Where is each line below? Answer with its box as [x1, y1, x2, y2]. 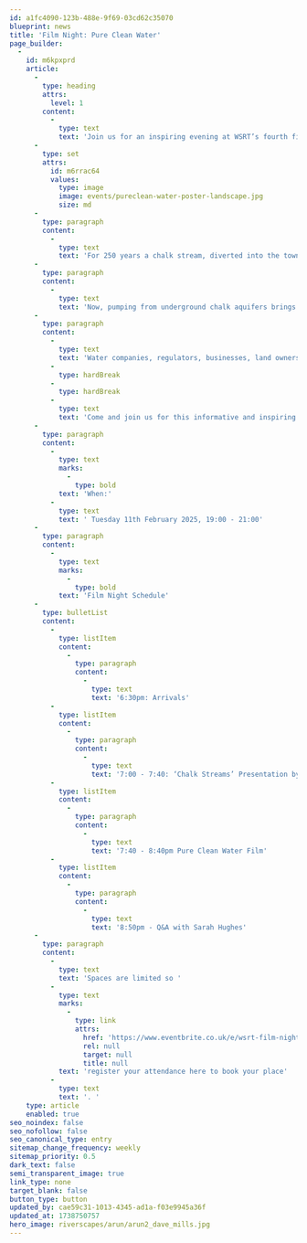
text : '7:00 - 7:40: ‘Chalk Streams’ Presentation [90, 770, 288, 779]
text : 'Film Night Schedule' [58, 591, 170, 600]
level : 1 [49, 98, 84, 108]
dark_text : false [9, 1161, 76, 1170]
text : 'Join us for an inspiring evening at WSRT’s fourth [58, 133, 288, 142]
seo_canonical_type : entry [9, 1135, 112, 1144]
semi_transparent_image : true [9, 1169, 125, 1178]
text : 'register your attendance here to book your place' [58, 1067, 288, 1077]
